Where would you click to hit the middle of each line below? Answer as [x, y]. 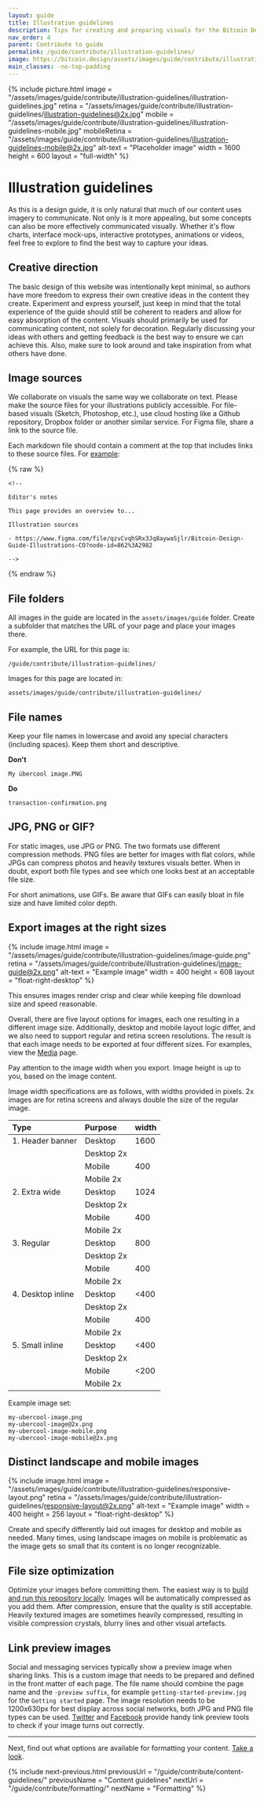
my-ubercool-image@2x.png [50, 1424]
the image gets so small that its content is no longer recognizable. [115, 1546]
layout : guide [31, 15]
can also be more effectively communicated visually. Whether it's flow [122, 226]
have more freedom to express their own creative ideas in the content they [129, 295]
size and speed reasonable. [53, 1004]
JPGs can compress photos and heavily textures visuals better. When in [125, 863]
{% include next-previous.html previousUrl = [81, 1772]
